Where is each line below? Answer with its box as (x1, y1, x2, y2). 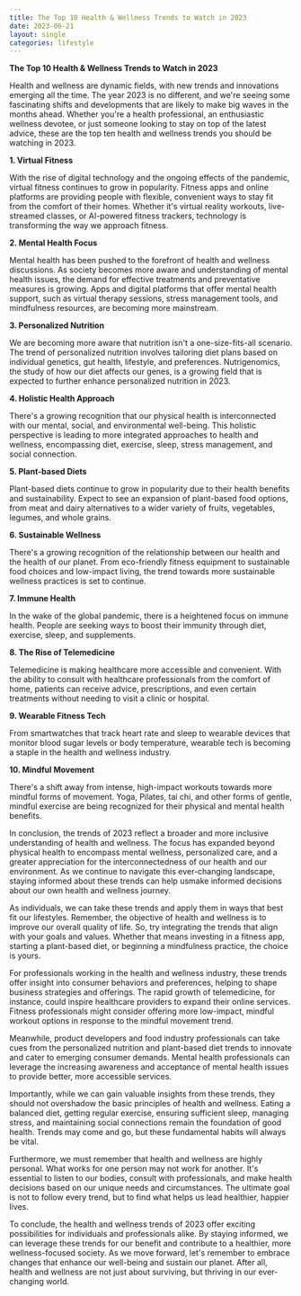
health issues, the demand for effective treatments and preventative (9, 274, 261, 285)
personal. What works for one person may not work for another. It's (9, 1163, 259, 1174)
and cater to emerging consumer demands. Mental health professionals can (9, 1052, 290, 1063)
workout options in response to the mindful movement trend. (9, 1016, 234, 1026)
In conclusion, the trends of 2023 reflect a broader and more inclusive (9, 828, 270, 839)
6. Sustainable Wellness (9, 529, 102, 540)
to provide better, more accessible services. (9, 1071, 173, 1082)
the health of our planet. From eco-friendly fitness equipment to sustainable (9, 556, 290, 567)
